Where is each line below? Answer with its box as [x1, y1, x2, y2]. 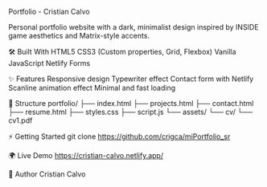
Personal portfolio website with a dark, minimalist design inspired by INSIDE [8, 22, 259, 31]
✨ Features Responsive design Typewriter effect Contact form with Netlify [8, 74, 254, 83]
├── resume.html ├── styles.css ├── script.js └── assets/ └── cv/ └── [8, 108, 253, 116]
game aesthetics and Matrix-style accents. [8, 31, 150, 40]
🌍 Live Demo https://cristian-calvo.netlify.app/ [8, 151, 163, 160]
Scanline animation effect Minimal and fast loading [8, 83, 176, 92]
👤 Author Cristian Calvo [8, 169, 86, 179]
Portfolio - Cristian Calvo [8, 7, 90, 16]
